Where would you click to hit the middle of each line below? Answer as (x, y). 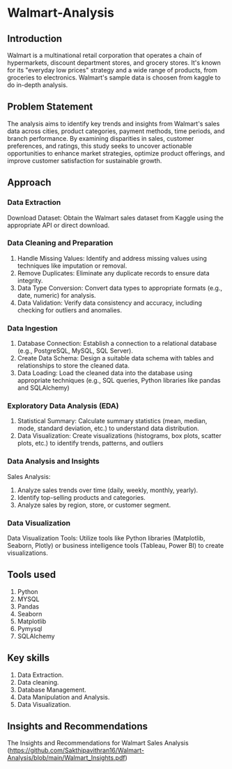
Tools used (32, 575)
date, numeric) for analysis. (56, 295)
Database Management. (52, 690)
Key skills (29, 658)
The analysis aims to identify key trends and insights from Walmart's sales (114, 123)
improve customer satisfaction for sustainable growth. (85, 160)
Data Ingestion (32, 328)
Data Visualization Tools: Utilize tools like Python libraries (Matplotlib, (106, 538)
